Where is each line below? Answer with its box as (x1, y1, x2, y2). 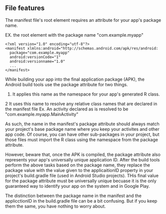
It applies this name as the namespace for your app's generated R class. (12, 91, 160, 97)
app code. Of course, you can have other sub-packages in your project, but (5, 131, 160, 137)
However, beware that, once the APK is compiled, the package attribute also (5, 151, 161, 158)
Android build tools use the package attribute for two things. (5, 81, 128, 87)
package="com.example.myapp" (9, 50, 70, 55)
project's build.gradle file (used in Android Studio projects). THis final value (5, 172, 159, 178)
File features (5, 4, 45, 12)
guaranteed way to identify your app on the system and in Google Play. (5, 183, 150, 189)
